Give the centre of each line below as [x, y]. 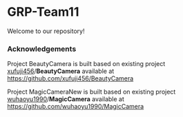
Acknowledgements [42, 49]
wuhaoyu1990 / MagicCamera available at [66, 99]
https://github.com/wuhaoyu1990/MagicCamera [76, 107]
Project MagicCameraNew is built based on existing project [91, 92]
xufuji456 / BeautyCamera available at [61, 71]
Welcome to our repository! [46, 31]
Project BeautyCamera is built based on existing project [86, 64]
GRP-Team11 [43, 12]
